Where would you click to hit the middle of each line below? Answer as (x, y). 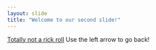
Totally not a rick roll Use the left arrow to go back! (78, 39)
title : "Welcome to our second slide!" (64, 20)
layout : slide (27, 13)
